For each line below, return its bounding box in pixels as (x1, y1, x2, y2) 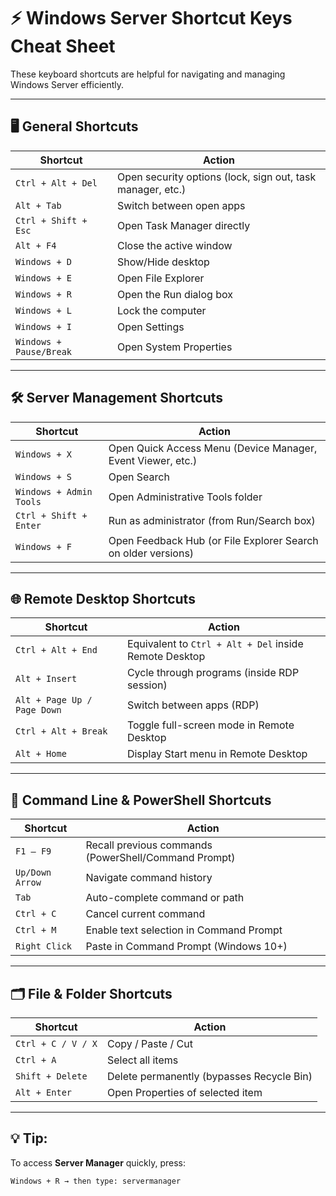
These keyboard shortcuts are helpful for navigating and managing (10, 68, 286, 80)
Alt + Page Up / (15, 695, 93, 706)
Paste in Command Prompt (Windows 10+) (85, 940, 288, 954)
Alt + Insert (15, 673, 78, 685)
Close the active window (116, 238, 233, 252)
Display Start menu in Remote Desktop (126, 747, 308, 761)
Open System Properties (116, 340, 233, 354)
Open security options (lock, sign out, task (116, 170, 317, 184)
